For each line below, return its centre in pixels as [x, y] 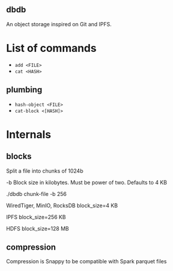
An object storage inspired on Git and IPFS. [59, 24]
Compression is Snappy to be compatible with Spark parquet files [86, 261]
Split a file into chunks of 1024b [45, 171]
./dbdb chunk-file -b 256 [37, 194]
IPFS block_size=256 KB [36, 217]
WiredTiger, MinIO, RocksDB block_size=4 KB [62, 205]
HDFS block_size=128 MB [38, 228]
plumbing [24, 90]
